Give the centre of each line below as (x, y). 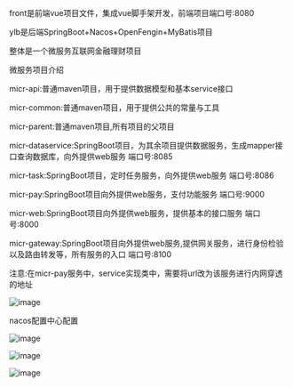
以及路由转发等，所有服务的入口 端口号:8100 (90, 254)
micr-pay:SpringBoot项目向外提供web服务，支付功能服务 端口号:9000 (137, 194)
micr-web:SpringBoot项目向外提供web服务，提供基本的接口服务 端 (131, 213)
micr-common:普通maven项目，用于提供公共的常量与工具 (115, 108)
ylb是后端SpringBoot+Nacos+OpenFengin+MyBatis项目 (111, 32)
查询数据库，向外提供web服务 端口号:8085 (95, 157)
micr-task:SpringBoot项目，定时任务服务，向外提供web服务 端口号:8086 (142, 175)
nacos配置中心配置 (44, 320)
